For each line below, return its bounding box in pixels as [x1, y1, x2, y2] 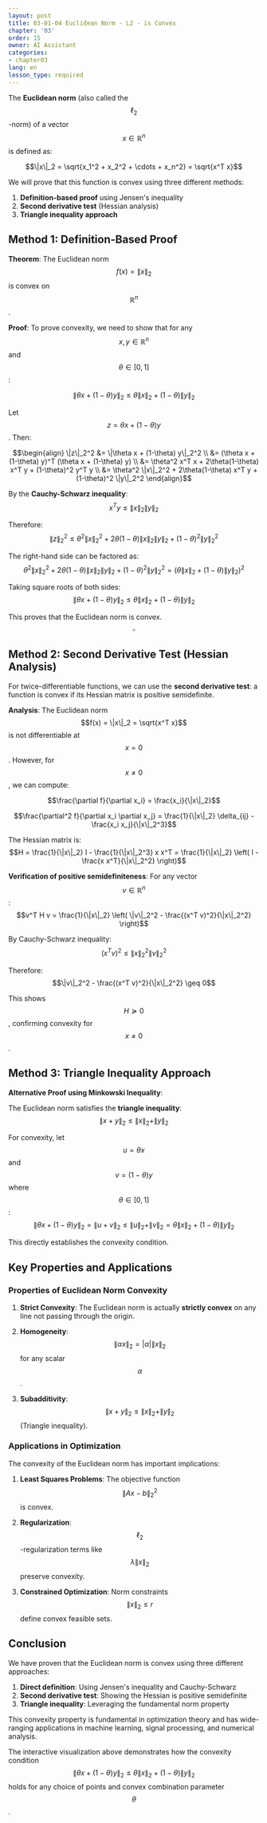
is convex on [8, 281, 50, 290]
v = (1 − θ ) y [115, 1170, 153, 1180]
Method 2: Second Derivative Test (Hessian [8, 648, 229, 661]
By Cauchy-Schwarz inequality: [8, 934, 112, 944]
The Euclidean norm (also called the [8, 93, 129, 102]
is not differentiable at [8, 730, 80, 740]
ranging [8, 1722, 34, 1732]
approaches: [8, 1667, 50, 1676]
